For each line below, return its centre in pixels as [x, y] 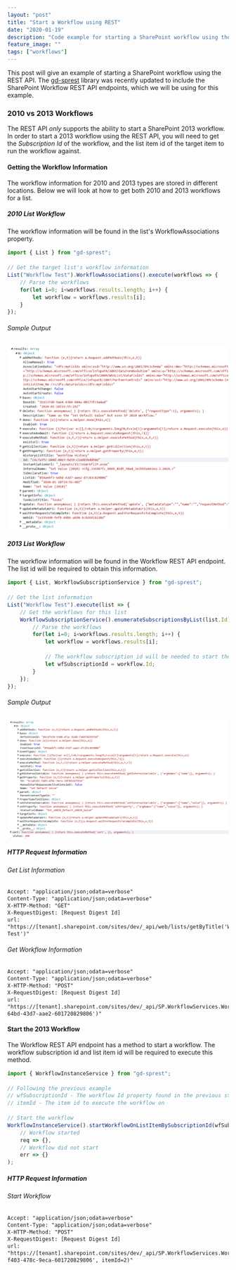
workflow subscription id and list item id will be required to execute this [110, 1052]
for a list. [20, 197]
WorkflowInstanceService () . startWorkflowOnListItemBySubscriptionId [110, 1125]
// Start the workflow [40, 1118]
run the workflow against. [44, 151]
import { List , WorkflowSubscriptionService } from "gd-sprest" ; [105, 583]
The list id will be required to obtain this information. [83, 569]
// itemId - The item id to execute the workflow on [86, 1103]
